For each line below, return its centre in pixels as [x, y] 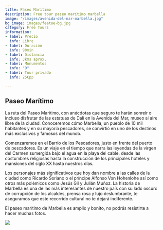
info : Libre [22, 41]
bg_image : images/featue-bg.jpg [38, 23]
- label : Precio [21, 37]
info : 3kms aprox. [28, 59]
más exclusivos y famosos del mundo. [43, 133]
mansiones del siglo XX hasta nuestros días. [49, 164]
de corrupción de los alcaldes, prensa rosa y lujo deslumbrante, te [71, 193]
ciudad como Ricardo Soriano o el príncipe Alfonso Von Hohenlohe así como [82, 178]
